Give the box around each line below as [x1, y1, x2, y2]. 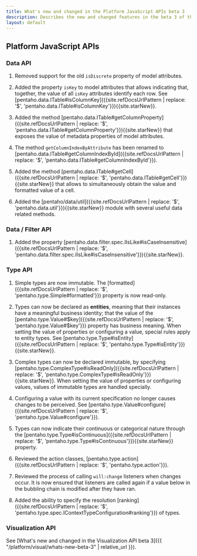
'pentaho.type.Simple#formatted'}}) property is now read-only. [14, 292, 167, 299]
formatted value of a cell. [14, 187, 75, 194]
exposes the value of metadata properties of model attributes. [14, 133, 165, 140]
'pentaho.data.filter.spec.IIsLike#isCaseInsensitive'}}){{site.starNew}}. [14, 251, 185, 258]
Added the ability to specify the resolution [14, 497, 116, 504]
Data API [6, 59, 32, 67]
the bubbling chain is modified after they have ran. [14, 485, 137, 492]
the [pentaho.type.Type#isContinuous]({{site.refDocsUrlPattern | [14, 431, 172, 438]
